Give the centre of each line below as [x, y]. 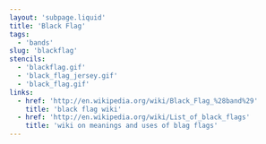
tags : [19, 34]
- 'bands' [35, 42]
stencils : [28, 59]
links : [21, 92]
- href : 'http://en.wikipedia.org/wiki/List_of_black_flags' [134, 117]
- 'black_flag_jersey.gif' [68, 76]
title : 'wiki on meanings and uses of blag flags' [122, 126]
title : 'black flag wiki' [74, 109]
